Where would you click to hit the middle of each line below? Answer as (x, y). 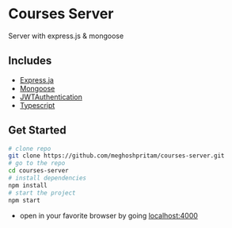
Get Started (37, 131)
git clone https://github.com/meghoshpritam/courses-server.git (116, 156)
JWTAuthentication (51, 97)
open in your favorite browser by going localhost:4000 (108, 215)
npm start (25, 200)
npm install (28, 185)
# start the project (42, 193)
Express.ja (36, 79)
